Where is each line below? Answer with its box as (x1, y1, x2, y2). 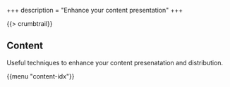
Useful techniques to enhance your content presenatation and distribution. (6, 58, 224, 67)
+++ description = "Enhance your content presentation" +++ (6, 6, 183, 14)
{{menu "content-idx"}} (6, 72, 75, 80)
